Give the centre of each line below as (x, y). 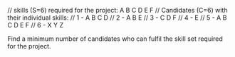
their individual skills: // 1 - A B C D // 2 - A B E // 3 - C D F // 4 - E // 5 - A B (117, 18)
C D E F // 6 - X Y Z (36, 25)
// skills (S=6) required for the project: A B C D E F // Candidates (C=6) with (117, 10)
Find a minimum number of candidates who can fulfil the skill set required (115, 39)
